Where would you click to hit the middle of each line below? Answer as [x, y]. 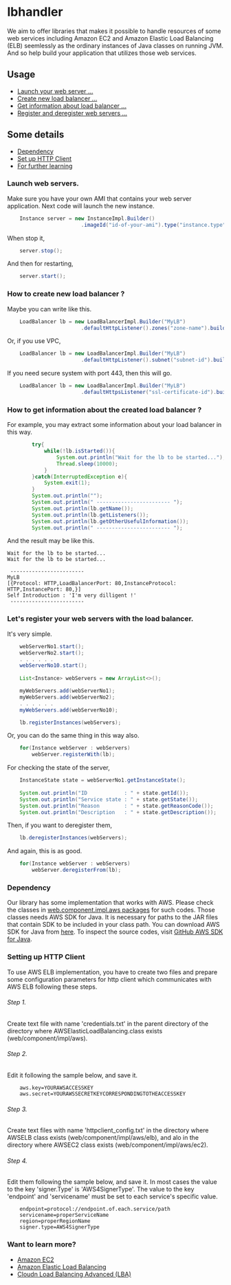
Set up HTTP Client [44, 158]
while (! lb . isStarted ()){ [79, 451]
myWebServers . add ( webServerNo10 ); [69, 710]
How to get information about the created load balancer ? [104, 410]
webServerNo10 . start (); [54, 666]
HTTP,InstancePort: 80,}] [44, 590]
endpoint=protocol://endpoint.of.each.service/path [95, 1209]
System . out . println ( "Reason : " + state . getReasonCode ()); [117, 806]
